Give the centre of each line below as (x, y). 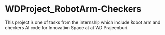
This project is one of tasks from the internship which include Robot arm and (83, 22)
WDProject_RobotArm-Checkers (73, 9)
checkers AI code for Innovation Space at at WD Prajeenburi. (67, 27)
